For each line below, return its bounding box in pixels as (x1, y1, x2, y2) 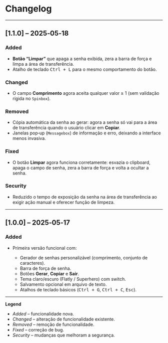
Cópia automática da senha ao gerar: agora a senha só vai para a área (12, 119, 157, 125)
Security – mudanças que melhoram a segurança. (12, 332, 115, 338)
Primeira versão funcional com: (12, 245, 77, 251)
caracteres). (19, 260, 45, 266)
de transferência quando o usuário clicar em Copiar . (12, 125, 121, 131)
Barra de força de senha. (19, 265, 71, 271)
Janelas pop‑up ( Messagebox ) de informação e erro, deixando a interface (12, 130, 161, 136)
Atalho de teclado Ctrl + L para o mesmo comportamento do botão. (12, 66, 157, 72)
